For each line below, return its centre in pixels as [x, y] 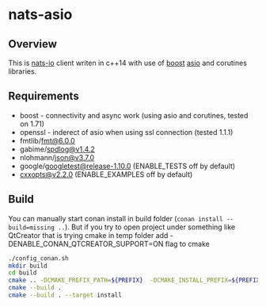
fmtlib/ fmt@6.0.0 [47, 140]
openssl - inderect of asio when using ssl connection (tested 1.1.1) [126, 132]
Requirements [44, 96]
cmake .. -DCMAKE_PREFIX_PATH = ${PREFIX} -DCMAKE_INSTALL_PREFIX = [120, 280]
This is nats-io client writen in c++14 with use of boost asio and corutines [128, 63]
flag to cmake [187, 244]
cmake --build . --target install [65, 295]
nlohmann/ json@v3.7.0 [57, 157]
